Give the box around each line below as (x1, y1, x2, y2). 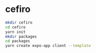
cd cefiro (5, 24, 26, 29)
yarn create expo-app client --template (5, 43, 91, 48)
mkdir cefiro (5, 20, 33, 25)
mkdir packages (5, 34, 37, 39)
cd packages (5, 38, 30, 43)
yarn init (5, 29, 26, 34)
